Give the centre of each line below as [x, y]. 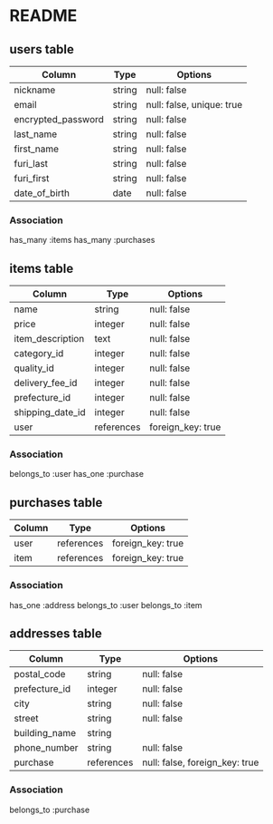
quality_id [34, 368]
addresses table [56, 633]
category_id [39, 354]
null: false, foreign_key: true [200, 762]
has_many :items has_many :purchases [82, 240]
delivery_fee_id [46, 383]
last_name [36, 134]
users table [42, 49]
